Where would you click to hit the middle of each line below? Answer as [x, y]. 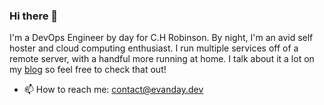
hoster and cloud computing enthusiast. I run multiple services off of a [154, 48]
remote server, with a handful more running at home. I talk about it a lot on [162, 59]
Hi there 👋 [34, 16]
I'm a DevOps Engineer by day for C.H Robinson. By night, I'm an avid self [161, 38]
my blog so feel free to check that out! [88, 70]
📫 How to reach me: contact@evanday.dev [113, 90]
